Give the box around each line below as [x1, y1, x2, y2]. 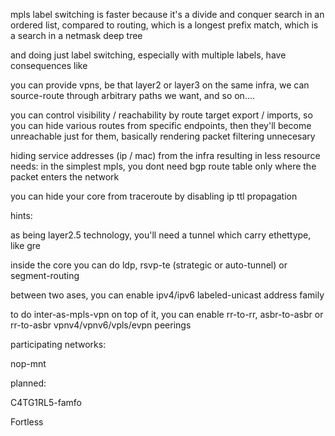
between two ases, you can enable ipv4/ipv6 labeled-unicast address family [10, 289, 325, 301]
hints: [10, 210, 33, 221]
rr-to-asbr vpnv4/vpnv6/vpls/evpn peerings [10, 319, 192, 331]
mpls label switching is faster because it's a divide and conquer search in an [10, 9, 325, 20]
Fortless [10, 416, 44, 428]
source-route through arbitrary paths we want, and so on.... [10, 90, 256, 101]
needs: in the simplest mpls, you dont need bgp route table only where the [10, 160, 317, 172]
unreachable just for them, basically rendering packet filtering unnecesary [10, 130, 316, 142]
